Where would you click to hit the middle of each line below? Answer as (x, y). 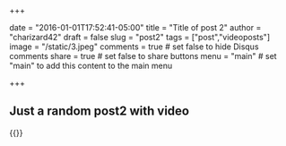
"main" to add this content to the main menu (91, 65)
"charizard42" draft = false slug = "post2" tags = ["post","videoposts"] (140, 37)
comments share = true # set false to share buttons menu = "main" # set (143, 56)
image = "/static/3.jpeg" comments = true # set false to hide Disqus (134, 47)
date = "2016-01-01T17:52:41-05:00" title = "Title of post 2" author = (135, 27)
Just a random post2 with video (100, 112)
